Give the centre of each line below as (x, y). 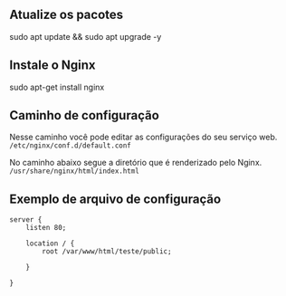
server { (26, 220)
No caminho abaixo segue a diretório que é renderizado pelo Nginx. (136, 163)
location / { (50, 243)
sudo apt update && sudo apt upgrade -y (86, 36)
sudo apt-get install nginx (57, 87)
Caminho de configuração (85, 115)
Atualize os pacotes (67, 15)
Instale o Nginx (52, 66)
